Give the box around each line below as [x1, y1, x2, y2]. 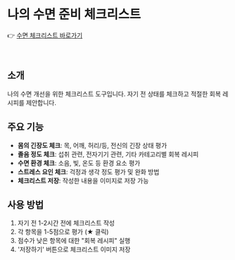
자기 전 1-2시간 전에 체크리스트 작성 [17, 219, 115, 228]
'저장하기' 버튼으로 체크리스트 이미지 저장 [17, 245, 131, 254]
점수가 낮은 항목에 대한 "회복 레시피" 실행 [17, 237, 131, 245]
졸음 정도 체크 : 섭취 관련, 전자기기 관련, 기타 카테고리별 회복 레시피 [17, 149, 199, 159]
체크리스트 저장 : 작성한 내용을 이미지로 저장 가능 [17, 176, 149, 185]
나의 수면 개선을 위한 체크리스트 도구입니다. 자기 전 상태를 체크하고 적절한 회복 [7, 89, 222, 98]
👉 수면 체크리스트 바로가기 [7, 31, 83, 39]
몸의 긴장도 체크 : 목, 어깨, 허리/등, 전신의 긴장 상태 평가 [17, 141, 167, 149]
